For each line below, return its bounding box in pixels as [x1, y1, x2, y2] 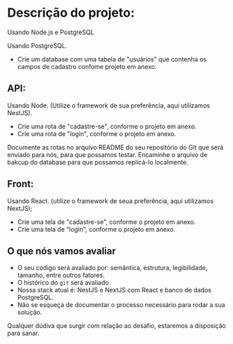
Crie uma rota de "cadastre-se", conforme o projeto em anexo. [17, 122, 197, 130]
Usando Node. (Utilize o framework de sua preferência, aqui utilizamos [7, 101, 211, 110]
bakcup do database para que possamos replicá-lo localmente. [7, 158, 189, 166]
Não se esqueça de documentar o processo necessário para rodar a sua [17, 301, 225, 309]
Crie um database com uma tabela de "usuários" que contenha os [17, 54, 207, 63]
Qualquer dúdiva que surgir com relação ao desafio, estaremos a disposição [7, 322, 226, 330]
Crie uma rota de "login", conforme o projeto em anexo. [17, 129, 177, 137]
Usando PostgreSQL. [7, 41, 67, 50]
